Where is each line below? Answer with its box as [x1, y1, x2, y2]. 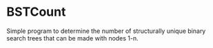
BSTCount [6, 4, 66, 20]
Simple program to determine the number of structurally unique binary [6, 27, 206, 35]
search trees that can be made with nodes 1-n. [6, 34, 139, 42]
